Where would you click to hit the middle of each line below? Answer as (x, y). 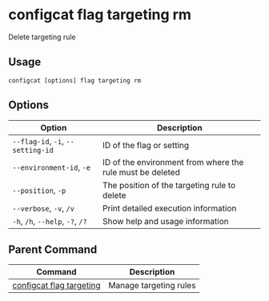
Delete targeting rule (42, 37)
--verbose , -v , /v (43, 208)
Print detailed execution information (170, 208)
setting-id (33, 150)
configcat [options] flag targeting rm (75, 80)
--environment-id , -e (51, 167)
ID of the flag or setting (146, 145)
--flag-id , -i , (38, 141)
